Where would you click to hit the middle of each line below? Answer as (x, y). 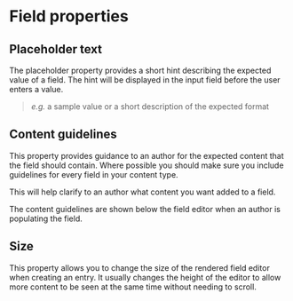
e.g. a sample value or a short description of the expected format (150, 107)
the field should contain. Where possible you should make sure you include (146, 165)
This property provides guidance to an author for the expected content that (146, 155)
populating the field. (46, 218)
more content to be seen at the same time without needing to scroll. (133, 287)
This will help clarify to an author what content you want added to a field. (143, 192)
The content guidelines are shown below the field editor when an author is (145, 209)
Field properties (69, 16)
